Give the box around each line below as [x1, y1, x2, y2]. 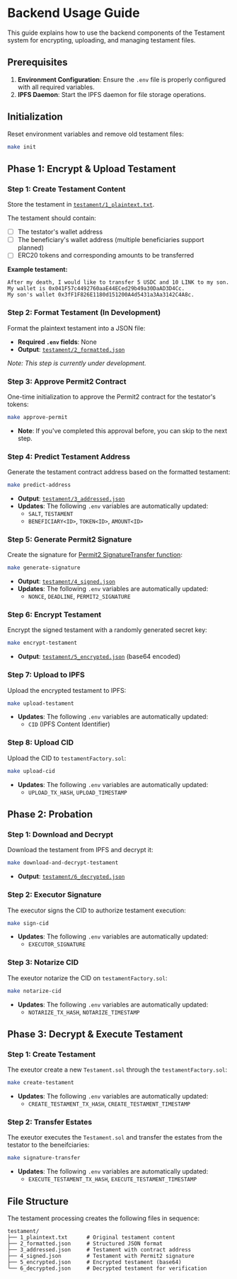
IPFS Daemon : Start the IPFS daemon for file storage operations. [17, 90, 207, 98]
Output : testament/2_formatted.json [17, 345, 125, 353]
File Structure [7, 1195, 69, 1208]
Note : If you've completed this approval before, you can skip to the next [17, 426, 228, 435]
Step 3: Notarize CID [7, 958, 79, 968]
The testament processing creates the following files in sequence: [7, 1214, 200, 1222]
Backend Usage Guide [7, 5, 140, 21]
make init [7, 143, 37, 150]
